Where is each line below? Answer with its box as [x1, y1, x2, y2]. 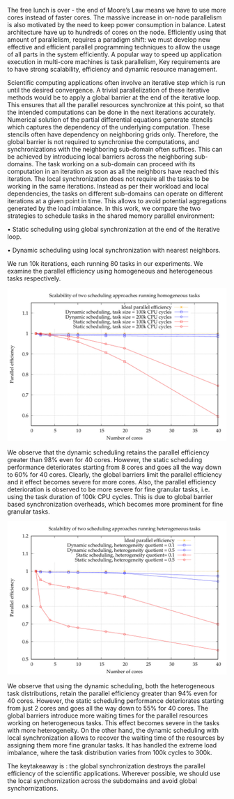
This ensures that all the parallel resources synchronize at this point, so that [7, 101, 224, 109]
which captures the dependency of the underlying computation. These [7, 123, 210, 131]
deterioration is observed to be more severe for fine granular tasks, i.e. [7, 485, 210, 493]
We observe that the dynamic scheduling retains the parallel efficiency [7, 448, 210, 457]
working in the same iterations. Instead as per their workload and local [7, 182, 209, 190]
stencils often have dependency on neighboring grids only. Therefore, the [7, 130, 219, 139]
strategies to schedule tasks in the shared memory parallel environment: [7, 212, 214, 220]
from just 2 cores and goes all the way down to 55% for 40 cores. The [7, 704, 209, 712]
